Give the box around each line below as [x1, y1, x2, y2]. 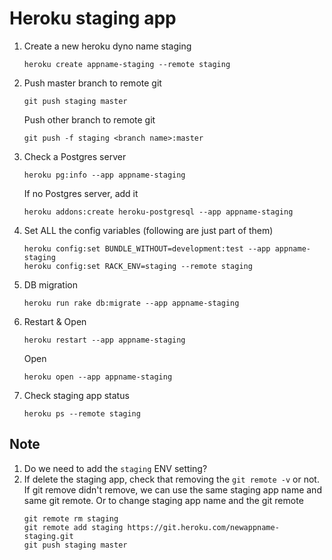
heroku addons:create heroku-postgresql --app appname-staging [23, 207, 294, 217]
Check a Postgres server [23, 150, 127, 162]
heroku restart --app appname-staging [23, 335, 186, 345]
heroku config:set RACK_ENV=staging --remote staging [23, 261, 253, 271]
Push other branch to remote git [23, 113, 156, 126]
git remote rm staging [23, 513, 119, 524]
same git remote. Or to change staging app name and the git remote [23, 494, 304, 506]
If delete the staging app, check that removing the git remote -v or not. [23, 473, 320, 485]
